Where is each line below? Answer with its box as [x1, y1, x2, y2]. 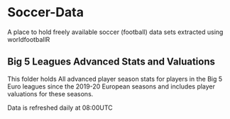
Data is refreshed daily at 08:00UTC [7, 103, 113, 112]
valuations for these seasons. [7, 89, 94, 98]
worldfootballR [7, 35, 50, 43]
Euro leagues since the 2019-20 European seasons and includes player [7, 82, 215, 91]
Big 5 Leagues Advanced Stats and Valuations [7, 56, 215, 68]
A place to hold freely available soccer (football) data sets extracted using [7, 28, 224, 36]
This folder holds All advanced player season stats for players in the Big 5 [7, 74, 223, 83]
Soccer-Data [7, 4, 84, 21]
